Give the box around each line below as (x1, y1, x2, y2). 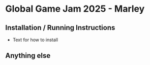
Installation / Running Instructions (5, 23, 115, 32)
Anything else (5, 51, 51, 60)
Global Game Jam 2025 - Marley (5, 3, 145, 15)
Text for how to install (12, 37, 58, 43)
